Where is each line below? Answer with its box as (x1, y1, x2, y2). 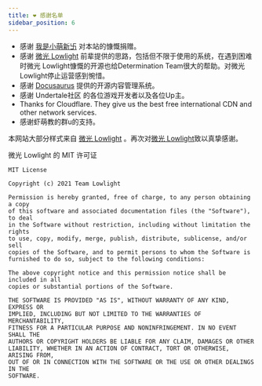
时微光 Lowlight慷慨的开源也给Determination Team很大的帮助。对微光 (19, 60, 246, 71)
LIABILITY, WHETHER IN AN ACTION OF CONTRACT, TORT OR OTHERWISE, (8, 344, 230, 352)
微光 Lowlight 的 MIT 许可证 (8, 150, 97, 159)
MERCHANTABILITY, (8, 317, 65, 325)
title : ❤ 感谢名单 (8, 11, 64, 20)
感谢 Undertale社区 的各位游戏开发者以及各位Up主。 (19, 90, 189, 100)
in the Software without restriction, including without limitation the (8, 220, 251, 228)
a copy (8, 200, 30, 208)
